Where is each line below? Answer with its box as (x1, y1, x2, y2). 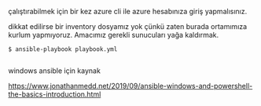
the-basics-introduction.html (8, 90, 101, 99)
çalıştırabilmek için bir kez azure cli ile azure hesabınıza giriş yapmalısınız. (8, 7, 248, 16)
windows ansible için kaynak (8, 66, 101, 75)
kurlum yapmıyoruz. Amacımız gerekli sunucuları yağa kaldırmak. (8, 31, 219, 39)
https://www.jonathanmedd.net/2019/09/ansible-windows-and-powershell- (8, 82, 253, 90)
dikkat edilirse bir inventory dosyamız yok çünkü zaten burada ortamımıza (8, 22, 248, 31)
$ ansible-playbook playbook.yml (8, 46, 118, 53)
